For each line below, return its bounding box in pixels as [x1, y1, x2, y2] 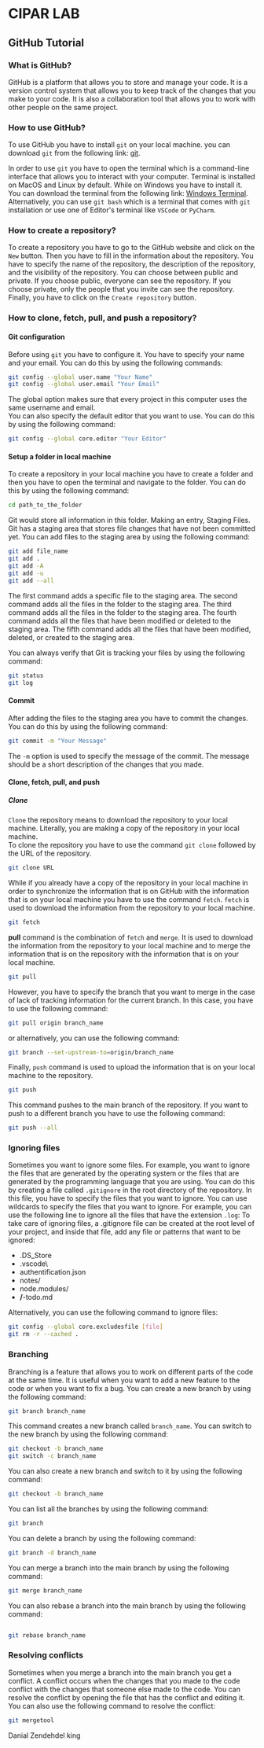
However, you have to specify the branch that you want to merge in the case [8, 987, 255, 996]
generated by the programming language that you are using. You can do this [8, 1177, 255, 1187]
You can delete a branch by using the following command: [8, 1533, 196, 1543]
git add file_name [8, 547, 68, 555]
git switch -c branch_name [8, 1452, 97, 1460]
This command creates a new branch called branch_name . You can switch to [8, 1421, 252, 1431]
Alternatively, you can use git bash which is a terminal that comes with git [8, 197, 251, 207]
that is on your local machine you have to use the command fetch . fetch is [8, 894, 250, 904]
